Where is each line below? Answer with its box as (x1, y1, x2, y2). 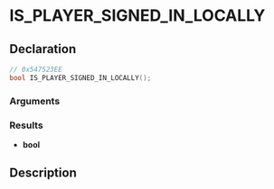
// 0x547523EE (9, 65, 63, 74)
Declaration (9, 41, 77, 57)
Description (9, 166, 77, 181)
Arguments (9, 94, 61, 107)
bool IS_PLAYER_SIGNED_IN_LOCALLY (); (9, 73, 152, 82)
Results (9, 119, 43, 131)
